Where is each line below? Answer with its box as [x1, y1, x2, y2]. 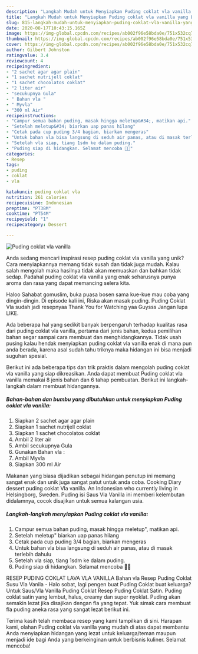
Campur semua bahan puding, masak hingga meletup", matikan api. [14, 525, 179, 533]
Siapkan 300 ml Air [14, 460, 61, 468]
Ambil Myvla [14, 454, 45, 462]
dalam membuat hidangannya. [26, 382, 100, 389]
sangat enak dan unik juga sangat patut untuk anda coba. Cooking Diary [6, 478, 181, 486]
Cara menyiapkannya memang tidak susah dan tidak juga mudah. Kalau [6, 260, 180, 268]
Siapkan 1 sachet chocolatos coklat [14, 429, 100, 436]
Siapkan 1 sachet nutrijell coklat [14, 423, 91, 430]
